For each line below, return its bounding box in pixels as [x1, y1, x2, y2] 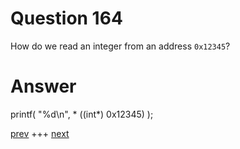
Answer [10, 75, 77, 98]
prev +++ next [10, 127, 70, 139]
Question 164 [10, 7, 123, 30]
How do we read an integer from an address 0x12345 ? [10, 40, 231, 52]
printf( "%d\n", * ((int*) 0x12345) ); [10, 108, 154, 120]
